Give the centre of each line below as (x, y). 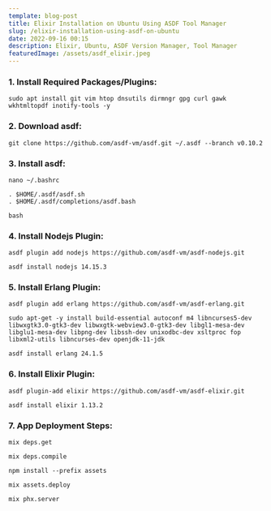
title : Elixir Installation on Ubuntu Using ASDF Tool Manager (118, 24)
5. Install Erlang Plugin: (55, 287)
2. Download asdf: (45, 127)
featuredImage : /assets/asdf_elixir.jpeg (80, 54)
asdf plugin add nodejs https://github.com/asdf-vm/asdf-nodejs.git (127, 253)
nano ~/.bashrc (34, 180)
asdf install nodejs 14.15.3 (58, 267)
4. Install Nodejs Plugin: (56, 236)
